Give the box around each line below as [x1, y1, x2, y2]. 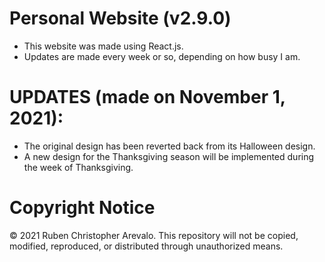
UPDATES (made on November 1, [9, 86, 286, 109]
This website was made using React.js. [23, 40, 184, 52]
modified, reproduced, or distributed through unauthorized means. [9, 240, 284, 252]
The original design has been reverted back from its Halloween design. [23, 140, 316, 152]
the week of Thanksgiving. [23, 161, 134, 173]
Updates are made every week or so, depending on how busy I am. [23, 50, 301, 62]
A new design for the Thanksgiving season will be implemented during [23, 150, 315, 162]
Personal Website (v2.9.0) [9, 7, 232, 30]
